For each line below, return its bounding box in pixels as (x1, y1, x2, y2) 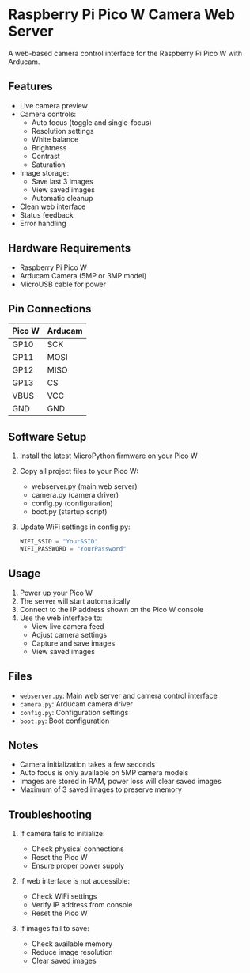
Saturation (31, 160, 66, 169)
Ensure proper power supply (31, 861, 125, 871)
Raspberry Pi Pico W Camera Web (8, 6, 236, 24)
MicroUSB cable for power (19, 279, 107, 289)
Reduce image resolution (31, 948, 113, 957)
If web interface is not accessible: (19, 876, 131, 886)
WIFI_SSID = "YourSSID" (19, 538, 99, 546)
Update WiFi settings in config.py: (19, 522, 131, 532)
